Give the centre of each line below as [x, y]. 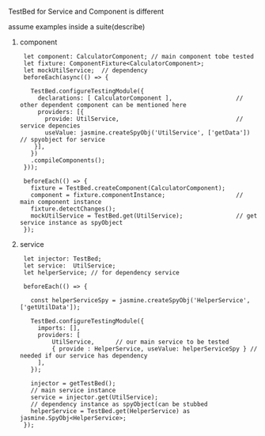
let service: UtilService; [70, 266]
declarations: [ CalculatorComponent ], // [140, 98]
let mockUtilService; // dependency [85, 70]
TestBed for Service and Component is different [86, 11]
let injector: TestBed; [62, 259]
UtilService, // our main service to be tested [140, 342]
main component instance [61, 202]
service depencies [50, 126]
